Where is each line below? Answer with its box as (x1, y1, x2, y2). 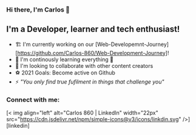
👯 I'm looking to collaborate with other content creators (15, 62, 154, 69)
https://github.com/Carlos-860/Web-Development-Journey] (17, 49, 168, 56)
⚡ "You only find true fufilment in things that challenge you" (15, 78, 165, 85)
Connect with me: (6, 95, 60, 104)
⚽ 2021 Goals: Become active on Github (15, 69, 115, 76)
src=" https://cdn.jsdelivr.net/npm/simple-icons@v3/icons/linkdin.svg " (6, 116, 181, 123)
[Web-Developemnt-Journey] (95, 41, 169, 48)
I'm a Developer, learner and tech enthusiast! (6, 24, 180, 35)
